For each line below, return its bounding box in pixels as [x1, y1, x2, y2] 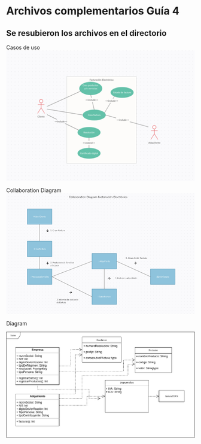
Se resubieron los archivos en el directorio [6, 28, 167, 38]
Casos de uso [6, 44, 40, 51]
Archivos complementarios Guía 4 [6, 4, 179, 18]
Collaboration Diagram [6, 187, 62, 194]
